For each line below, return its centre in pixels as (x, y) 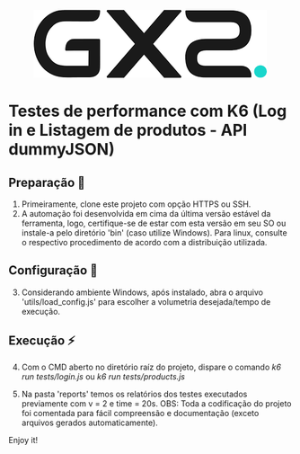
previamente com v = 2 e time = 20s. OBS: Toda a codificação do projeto (156, 403)
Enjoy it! (23, 440)
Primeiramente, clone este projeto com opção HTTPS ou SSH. (136, 204)
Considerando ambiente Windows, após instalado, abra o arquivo (142, 292)
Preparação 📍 (47, 182)
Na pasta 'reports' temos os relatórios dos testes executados (134, 394)
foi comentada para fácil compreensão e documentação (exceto (140, 413)
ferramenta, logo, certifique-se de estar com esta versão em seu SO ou (154, 223)
